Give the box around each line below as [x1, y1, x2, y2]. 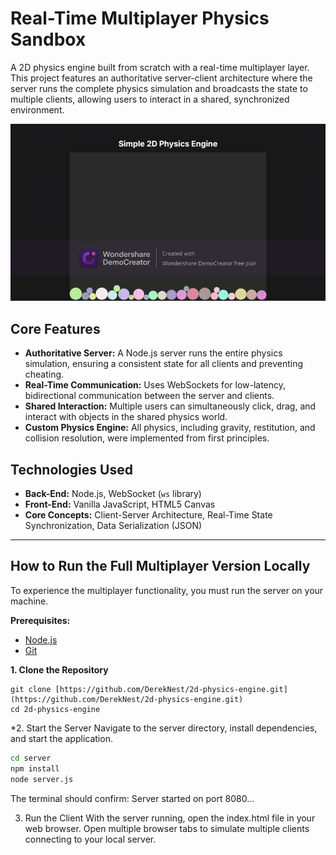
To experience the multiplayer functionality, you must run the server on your [10, 584, 324, 596]
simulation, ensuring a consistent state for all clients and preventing [24, 358, 304, 370]
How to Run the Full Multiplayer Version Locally [10, 558, 311, 575]
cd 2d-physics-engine [10, 704, 101, 714]
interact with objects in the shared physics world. [24, 411, 228, 423]
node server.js [10, 774, 74, 784]
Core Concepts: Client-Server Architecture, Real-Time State [24, 509, 273, 521]
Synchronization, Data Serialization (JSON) [24, 520, 203, 532]
